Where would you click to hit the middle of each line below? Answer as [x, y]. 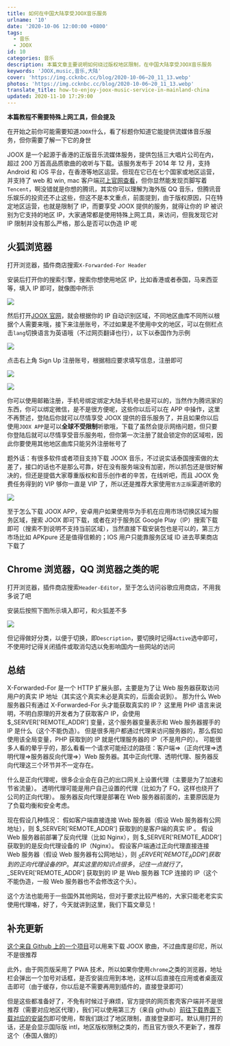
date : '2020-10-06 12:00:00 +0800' [58, 26]
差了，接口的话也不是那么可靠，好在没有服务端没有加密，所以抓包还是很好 [112, 466]
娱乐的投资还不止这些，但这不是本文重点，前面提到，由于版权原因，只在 [115, 197]
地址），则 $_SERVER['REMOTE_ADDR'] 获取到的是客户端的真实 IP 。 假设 [110, 829]
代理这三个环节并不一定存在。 [55, 765]
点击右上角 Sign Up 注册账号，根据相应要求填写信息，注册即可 [95, 360]
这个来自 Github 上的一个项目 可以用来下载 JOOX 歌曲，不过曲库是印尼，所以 [115, 946]
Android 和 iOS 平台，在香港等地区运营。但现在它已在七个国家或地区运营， [113, 172]
